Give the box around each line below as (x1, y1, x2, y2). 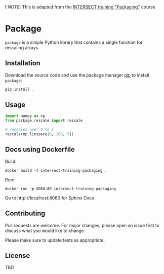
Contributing (5, 209, 45, 218)
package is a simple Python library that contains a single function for (5, 39, 143, 45)
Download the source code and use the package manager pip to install (5, 72, 149, 78)
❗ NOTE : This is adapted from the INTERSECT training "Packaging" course (5, 4, 156, 10)
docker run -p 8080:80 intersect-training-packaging (5, 186, 116, 191)
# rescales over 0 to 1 (5, 127, 54, 132)
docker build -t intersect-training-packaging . (5, 168, 107, 173)
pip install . (5, 87, 35, 92)
